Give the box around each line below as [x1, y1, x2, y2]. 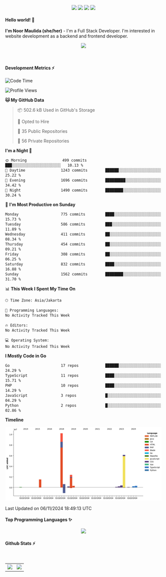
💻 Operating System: [5, 338, 50, 343]
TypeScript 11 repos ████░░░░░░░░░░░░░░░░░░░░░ [5, 373, 162, 378]
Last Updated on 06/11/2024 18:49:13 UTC [5, 505, 92, 511]
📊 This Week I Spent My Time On [5, 286, 76, 292]
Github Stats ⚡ [5, 541, 36, 547]
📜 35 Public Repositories [17, 128, 68, 134]
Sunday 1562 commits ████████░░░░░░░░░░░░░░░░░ [5, 272, 162, 277]
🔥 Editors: [5, 323, 28, 328]
